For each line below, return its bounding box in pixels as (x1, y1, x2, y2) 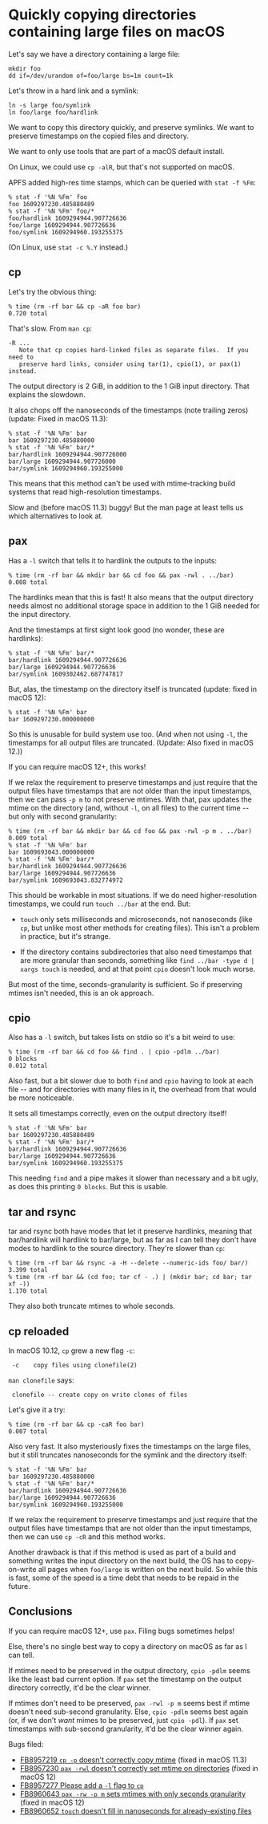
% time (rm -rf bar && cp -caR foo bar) (8, 1420, 146, 1428)
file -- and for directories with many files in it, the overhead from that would (8, 1085, 257, 1095)
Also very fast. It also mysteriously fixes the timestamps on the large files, (8, 1442, 251, 1451)
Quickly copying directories (8, 6, 197, 24)
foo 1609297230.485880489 (8, 200, 94, 208)
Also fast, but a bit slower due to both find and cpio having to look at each (8, 1076, 254, 1086)
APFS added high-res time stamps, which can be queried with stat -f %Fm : (8, 177, 256, 187)
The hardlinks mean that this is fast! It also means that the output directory (8, 592, 254, 602)
